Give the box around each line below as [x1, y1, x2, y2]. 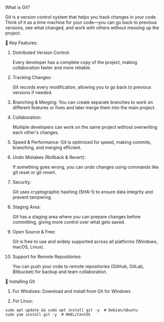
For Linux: [12, 298, 34, 304]
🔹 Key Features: [5, 40, 38, 46]
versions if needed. [12, 90, 53, 95]
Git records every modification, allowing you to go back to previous [12, 84, 151, 90]
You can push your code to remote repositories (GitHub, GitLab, [12, 264, 144, 269]
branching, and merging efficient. [12, 144, 82, 150]
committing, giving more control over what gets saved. [12, 219, 125, 225]
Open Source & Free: [12, 229, 56, 234]
